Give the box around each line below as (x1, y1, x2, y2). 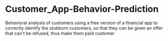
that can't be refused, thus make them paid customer (5, 30, 115, 36)
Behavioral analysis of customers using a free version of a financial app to (5, 20, 158, 26)
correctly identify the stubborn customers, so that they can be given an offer (5, 25, 163, 31)
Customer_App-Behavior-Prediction (5, 3, 159, 15)
